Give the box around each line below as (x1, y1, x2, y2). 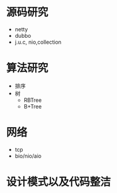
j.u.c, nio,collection (14, 38, 61, 46)
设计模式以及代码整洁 (6, 175, 112, 189)
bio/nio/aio (14, 152, 42, 159)
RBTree (23, 96, 42, 104)
